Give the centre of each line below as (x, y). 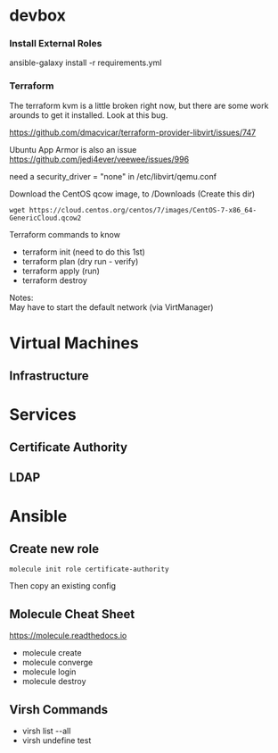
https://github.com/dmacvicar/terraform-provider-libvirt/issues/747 (133, 132)
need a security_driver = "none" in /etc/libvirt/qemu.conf (113, 176)
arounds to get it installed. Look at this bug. (89, 115)
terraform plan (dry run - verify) (80, 261)
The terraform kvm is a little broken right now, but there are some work (139, 105)
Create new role (54, 549)
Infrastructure (49, 376)
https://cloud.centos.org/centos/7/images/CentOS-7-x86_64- (143, 210)
